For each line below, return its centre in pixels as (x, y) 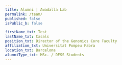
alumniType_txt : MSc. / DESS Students (45, 55)
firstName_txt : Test (26, 32)
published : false (23, 19)
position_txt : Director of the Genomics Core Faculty (61, 41)
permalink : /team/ (24, 14)
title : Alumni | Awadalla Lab (36, 10)
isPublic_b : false (24, 23)
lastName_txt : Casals (27, 37)
